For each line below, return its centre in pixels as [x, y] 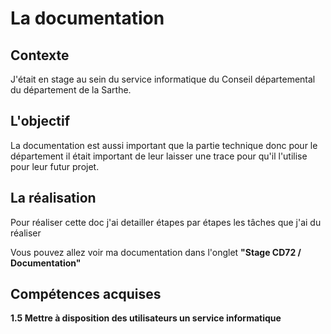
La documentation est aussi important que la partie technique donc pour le [164, 145]
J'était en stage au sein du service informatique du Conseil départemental [163, 79]
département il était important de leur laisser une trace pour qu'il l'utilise [159, 156]
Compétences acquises [86, 294]
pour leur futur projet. [55, 166]
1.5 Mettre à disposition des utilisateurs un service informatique [146, 318]
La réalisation [53, 198]
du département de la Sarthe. [71, 90]
